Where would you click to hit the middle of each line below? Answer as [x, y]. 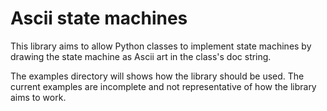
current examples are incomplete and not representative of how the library [163, 86]
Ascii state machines [99, 18]
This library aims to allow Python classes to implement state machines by [161, 46]
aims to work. [38, 97]
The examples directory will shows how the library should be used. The [157, 76]
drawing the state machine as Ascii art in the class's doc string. [141, 56]
